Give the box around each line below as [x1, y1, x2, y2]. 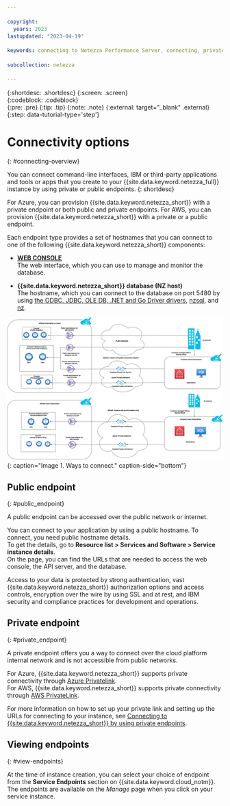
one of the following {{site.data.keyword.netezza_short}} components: [7, 240, 205, 249]
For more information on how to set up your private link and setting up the [7, 704, 216, 712]
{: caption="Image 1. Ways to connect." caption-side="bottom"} [7, 462, 187, 470]
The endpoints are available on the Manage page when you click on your [7, 785, 214, 793]
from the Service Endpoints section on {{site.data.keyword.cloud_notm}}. [7, 777, 216, 785]
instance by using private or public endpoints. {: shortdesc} [7, 185, 175, 193]
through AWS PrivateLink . [7, 691, 80, 699]
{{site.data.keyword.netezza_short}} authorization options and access [7, 583, 204, 592]
